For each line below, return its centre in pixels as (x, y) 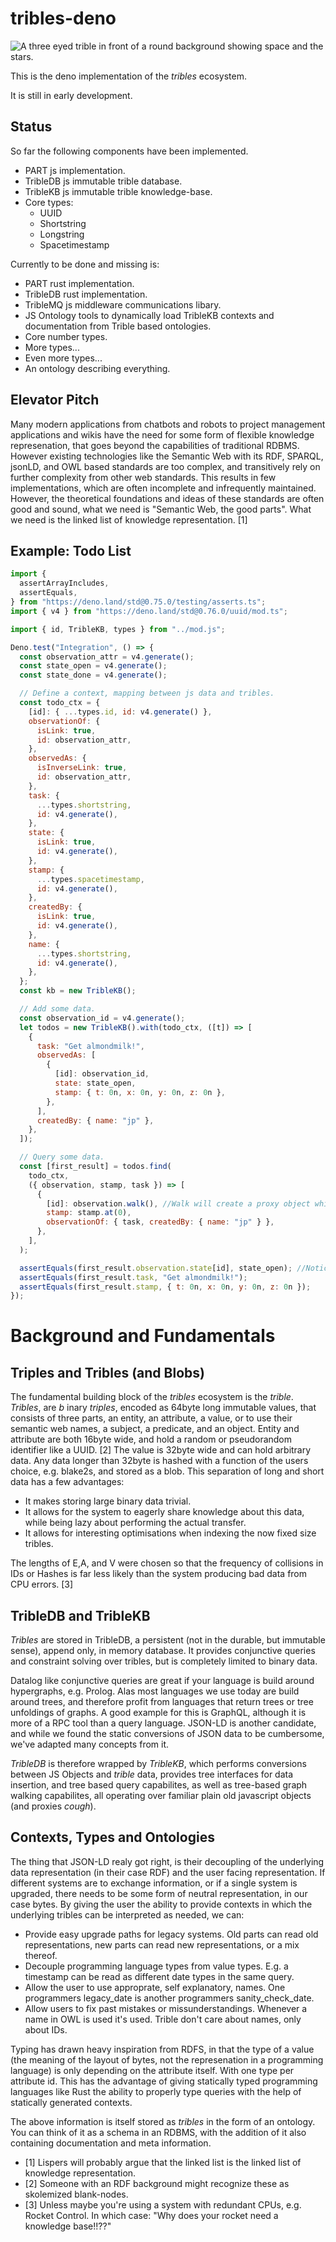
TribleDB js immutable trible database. (103, 181)
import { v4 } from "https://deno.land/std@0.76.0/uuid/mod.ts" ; (149, 611)
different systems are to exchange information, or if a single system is (154, 1883)
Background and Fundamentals (143, 1336)
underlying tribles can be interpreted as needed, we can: (127, 1914)
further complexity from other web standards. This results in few (143, 477)
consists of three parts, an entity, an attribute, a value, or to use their (151, 1418)
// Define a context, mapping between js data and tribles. (147, 693)
